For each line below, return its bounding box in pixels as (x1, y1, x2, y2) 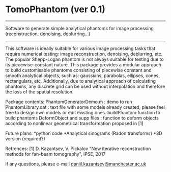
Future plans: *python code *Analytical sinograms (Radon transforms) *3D (5, 130, 162, 136)
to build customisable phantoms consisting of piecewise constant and (5, 67, 152, 73)
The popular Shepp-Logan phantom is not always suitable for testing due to (5, 56, 164, 62)
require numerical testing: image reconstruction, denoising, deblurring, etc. (5, 51, 163, 57)
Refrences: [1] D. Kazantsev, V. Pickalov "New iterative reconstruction (5, 145, 151, 152)
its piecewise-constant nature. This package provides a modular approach (5, 61, 161, 67)
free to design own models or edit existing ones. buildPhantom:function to (5, 109, 160, 115)
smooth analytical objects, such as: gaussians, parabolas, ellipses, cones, (5, 72, 160, 79)
